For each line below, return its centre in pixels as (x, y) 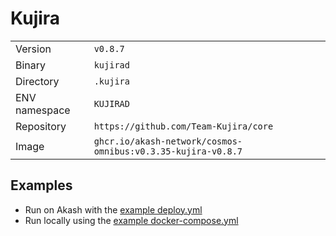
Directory (37, 81)
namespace (43, 110)
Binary (31, 65)
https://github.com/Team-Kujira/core (183, 126)
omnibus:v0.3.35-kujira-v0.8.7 (168, 151)
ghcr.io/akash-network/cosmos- (168, 141)
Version (33, 49)
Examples (41, 185)
